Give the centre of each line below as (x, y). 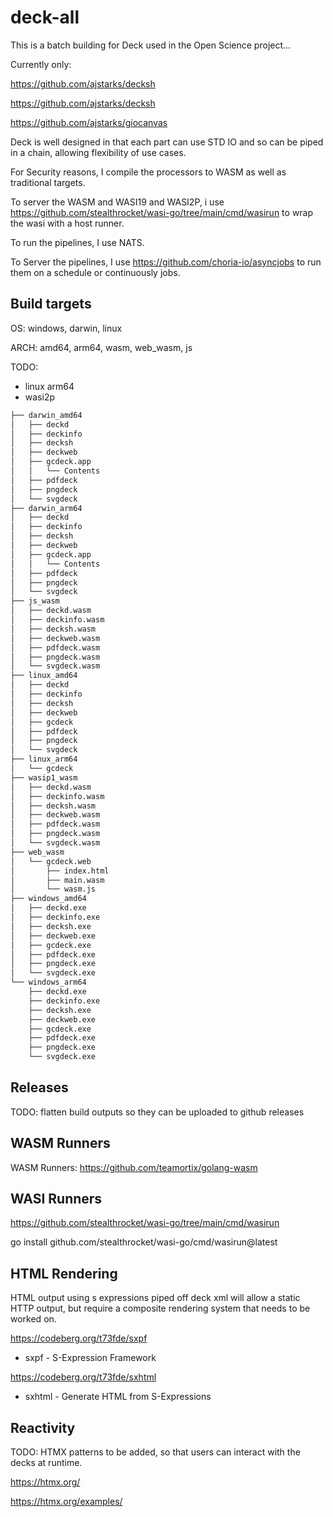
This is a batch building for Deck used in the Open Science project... (151, 45)
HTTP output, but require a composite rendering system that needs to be (160, 1308)
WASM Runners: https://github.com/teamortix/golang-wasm (134, 1167)
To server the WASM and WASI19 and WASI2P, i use (117, 202)
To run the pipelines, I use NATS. (77, 242)
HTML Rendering (64, 1273)
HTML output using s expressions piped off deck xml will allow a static (155, 1298)
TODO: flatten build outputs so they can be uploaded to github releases (157, 1112)
